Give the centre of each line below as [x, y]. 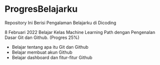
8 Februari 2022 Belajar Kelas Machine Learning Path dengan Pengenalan [80, 32]
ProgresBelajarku [41, 9]
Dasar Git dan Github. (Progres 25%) [42, 37]
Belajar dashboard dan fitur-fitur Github [52, 57]
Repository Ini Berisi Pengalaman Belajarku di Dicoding [61, 23]
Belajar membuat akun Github [42, 52]
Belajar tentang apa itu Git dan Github [50, 47]
